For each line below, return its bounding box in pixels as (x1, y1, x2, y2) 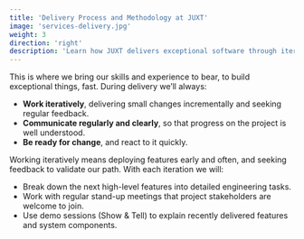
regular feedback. (22, 108, 90, 119)
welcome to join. (22, 200, 84, 212)
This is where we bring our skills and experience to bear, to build (9, 71, 251, 82)
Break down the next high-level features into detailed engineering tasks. (22, 181, 292, 192)
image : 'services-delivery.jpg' (9, 22, 131, 31)
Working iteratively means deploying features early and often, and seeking (9, 154, 287, 165)
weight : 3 (9, 30, 47, 39)
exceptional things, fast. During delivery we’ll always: (9, 81, 207, 92)
